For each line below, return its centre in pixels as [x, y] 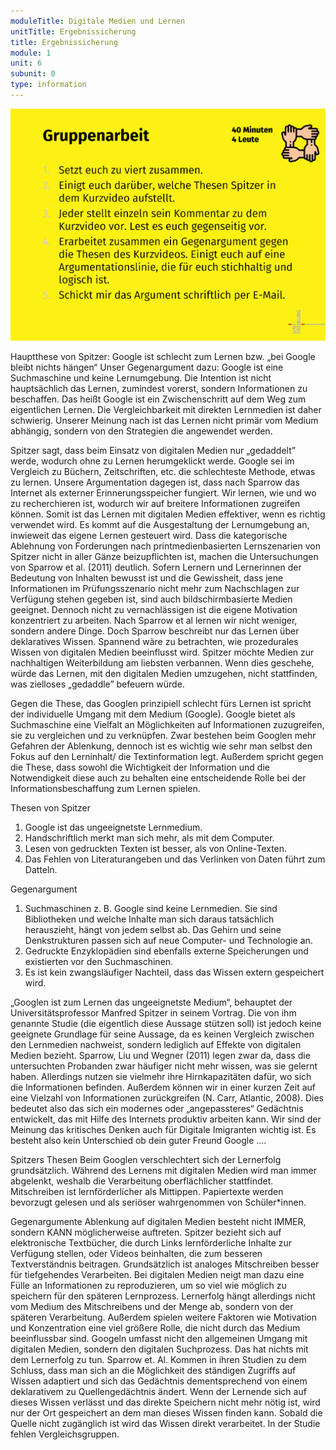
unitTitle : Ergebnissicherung [73, 31]
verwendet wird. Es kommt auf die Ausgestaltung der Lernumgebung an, [160, 524]
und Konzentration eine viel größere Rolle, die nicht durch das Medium [155, 1327]
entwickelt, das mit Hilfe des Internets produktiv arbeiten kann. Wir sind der [166, 1119]
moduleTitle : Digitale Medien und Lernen [98, 21]
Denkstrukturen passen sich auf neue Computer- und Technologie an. [168, 940]
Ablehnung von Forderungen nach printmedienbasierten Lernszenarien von [165, 546]
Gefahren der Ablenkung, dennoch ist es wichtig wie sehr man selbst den [161, 746]
